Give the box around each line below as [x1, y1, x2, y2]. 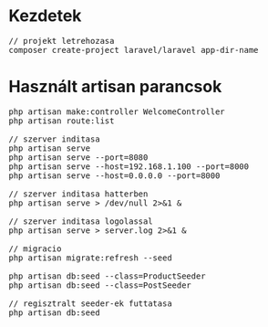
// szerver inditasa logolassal [8, 216, 153, 227]
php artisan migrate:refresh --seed [8, 252, 172, 263]
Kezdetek [8, 5, 82, 26]
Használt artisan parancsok [8, 77, 222, 97]
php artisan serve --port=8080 [8, 152, 149, 163]
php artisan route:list [8, 115, 115, 126]
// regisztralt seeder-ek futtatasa [8, 298, 172, 309]
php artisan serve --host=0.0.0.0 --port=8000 [8, 170, 221, 181]
